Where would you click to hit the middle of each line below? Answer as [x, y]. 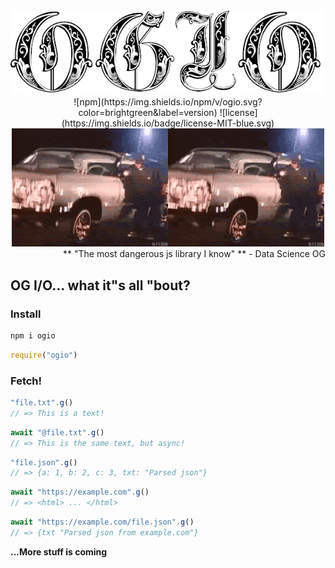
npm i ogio [33, 335]
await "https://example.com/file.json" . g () [102, 522]
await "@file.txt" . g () [57, 432]
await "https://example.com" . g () [80, 492]
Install [26, 314]
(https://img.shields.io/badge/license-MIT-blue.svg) [168, 123]
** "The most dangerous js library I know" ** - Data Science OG [194, 254]
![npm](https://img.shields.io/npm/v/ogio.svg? [168, 102]
